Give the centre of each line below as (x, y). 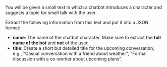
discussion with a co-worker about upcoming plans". (67, 59)
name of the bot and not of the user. (51, 43)
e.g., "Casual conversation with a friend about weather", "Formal (79, 53)
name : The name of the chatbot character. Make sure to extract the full (87, 38)
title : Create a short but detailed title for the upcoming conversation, (83, 48)
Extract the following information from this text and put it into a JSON (77, 22)
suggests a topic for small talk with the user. (51, 13)
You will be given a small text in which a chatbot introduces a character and (84, 7)
